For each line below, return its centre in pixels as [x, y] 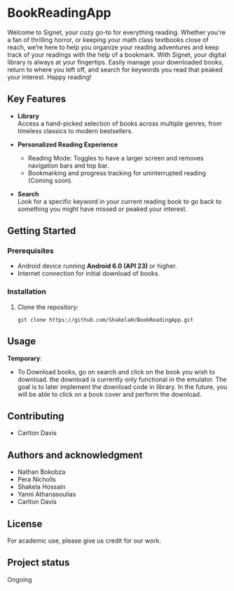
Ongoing [20, 579]
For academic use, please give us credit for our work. [84, 541]
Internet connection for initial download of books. [88, 273]
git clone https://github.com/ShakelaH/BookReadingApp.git [105, 320]
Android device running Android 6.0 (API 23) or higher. [97, 266]
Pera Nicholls [36, 480]
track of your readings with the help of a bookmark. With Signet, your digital [117, 55]
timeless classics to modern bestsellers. [75, 130]
